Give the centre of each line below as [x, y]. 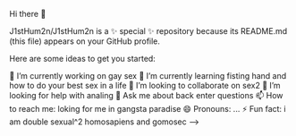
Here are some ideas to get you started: [83, 59]
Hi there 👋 [28, 14]
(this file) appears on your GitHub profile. [85, 41]
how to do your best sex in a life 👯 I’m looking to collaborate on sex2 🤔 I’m [145, 85]
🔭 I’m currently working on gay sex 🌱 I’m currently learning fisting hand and [148, 76]
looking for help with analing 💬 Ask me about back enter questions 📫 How [146, 95]
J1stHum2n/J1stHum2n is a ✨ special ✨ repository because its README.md [148, 31]
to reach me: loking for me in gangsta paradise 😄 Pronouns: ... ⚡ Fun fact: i [148, 109]
